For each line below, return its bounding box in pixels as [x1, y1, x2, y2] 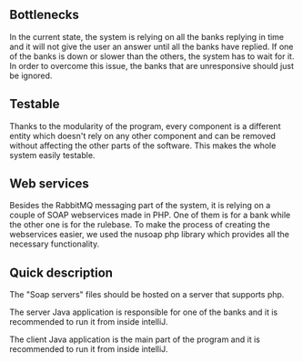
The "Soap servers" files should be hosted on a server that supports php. [9, 289, 285, 300]
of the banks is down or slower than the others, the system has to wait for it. [9, 50, 295, 62]
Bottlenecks [9, 7, 80, 23]
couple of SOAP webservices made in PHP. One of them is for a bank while [9, 209, 291, 221]
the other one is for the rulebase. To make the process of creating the [9, 219, 270, 230]
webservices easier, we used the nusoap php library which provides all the [9, 229, 289, 240]
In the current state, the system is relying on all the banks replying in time [9, 31, 285, 42]
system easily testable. [9, 149, 96, 160]
